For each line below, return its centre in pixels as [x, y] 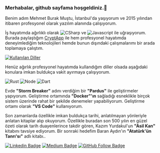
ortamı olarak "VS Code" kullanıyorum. [44, 107]
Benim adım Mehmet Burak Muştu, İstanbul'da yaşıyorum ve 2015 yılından [79, 18]
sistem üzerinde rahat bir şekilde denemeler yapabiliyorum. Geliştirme [75, 101]
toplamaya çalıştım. [24, 48]
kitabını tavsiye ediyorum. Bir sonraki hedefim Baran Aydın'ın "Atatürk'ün [78, 131]
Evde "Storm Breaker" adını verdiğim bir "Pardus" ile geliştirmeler [72, 91]
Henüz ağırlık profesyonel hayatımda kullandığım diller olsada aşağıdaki [76, 67]
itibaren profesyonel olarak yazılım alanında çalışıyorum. [61, 23]
